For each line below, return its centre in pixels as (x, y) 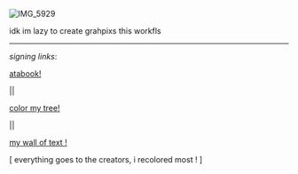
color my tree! (35, 108)
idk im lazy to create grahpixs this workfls (85, 31)
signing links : (33, 56)
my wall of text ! (39, 142)
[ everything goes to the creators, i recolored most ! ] (106, 159)
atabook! (25, 74)
